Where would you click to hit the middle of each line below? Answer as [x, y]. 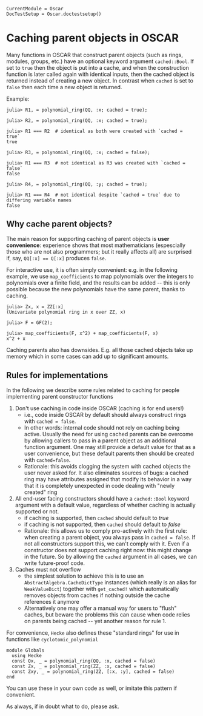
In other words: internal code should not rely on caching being [102, 427]
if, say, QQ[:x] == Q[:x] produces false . [56, 258]
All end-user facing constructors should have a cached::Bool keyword [102, 498]
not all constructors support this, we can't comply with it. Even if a [107, 544]
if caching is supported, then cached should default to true [96, 518]
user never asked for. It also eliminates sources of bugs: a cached [106, 473]
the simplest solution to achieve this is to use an [84, 576]
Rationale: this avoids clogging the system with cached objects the [107, 466]
